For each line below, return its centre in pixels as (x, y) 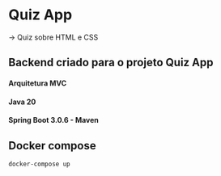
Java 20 (22, 102)
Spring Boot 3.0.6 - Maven (54, 120)
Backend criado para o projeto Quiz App (111, 63)
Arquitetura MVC (38, 83)
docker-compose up (39, 164)
